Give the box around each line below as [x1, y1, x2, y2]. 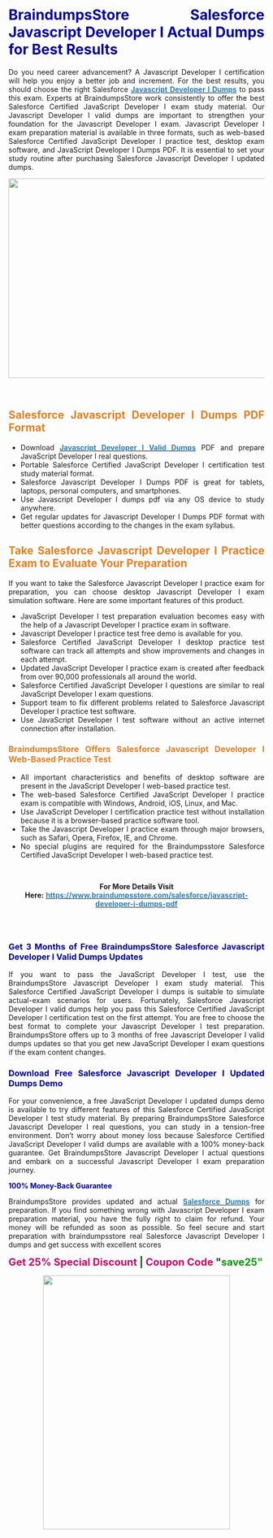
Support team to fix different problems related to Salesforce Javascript [19, 697, 265, 707]
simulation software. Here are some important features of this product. [8, 595, 245, 605]
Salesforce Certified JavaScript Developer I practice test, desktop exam [8, 136, 265, 146]
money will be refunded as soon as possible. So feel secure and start [8, 1223, 265, 1232]
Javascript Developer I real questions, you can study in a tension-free [8, 1122, 265, 1132]
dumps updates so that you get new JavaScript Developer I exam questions [8, 1039, 265, 1049]
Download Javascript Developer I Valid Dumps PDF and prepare [19, 442, 265, 452]
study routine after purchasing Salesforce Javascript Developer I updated [8, 153, 265, 163]
